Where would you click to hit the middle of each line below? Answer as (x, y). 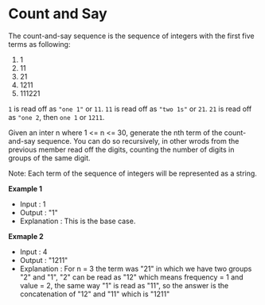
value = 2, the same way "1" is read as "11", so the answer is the (124, 285)
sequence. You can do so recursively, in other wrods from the (138, 141)
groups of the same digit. (49, 158)
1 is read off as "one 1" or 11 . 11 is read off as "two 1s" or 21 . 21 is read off (130, 109)
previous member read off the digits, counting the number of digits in (121, 149)
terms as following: (39, 44)
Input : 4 (33, 252)
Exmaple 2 (26, 236)
